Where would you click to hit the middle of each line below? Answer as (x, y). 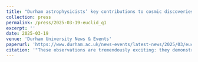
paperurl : (18, 45)
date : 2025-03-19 (27, 34)
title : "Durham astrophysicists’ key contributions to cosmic (84, 12)
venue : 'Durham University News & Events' (59, 39)
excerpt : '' (21, 28)
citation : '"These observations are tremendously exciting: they (88, 50)
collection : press (29, 17)
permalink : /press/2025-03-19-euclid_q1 (57, 22)
